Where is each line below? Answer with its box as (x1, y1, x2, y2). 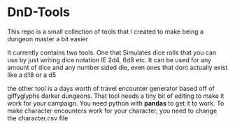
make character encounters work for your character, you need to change (7, 106, 218, 115)
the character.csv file (7, 113, 69, 122)
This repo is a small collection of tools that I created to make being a (7, 27, 204, 36)
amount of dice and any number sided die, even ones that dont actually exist (7, 63, 228, 71)
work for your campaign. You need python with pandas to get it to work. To (7, 99, 225, 107)
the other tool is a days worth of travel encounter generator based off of (7, 84, 215, 92)
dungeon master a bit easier (7, 34, 89, 43)
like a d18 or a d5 (7, 71, 57, 79)
